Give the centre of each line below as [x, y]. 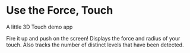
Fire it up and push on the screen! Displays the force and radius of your [93, 38]
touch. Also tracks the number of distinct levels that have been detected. [95, 45]
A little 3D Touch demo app [39, 27]
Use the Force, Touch [60, 10]
